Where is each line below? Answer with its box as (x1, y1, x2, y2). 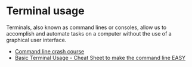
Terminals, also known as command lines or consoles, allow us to (6, 24, 167, 31)
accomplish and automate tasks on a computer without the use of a (6, 30, 172, 37)
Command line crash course (14, 47, 85, 55)
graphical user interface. (6, 36, 67, 43)
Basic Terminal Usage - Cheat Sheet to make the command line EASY (14, 54, 186, 61)
